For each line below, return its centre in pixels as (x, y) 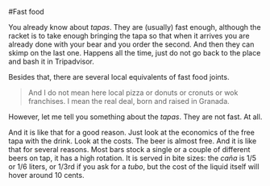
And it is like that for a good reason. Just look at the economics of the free (132, 132)
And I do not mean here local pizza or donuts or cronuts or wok (133, 93)
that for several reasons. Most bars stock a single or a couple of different (129, 149)
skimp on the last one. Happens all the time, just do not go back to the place (135, 53)
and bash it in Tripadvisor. (52, 61)
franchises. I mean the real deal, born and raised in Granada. (129, 101)
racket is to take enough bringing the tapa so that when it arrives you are (129, 36)
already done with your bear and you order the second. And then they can (131, 44)
